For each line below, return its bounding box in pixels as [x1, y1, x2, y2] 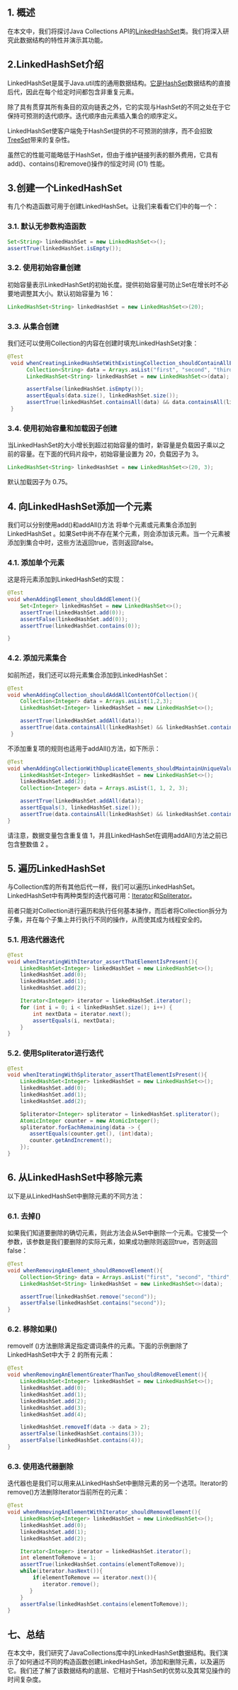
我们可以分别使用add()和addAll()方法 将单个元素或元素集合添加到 [7, 520, 197, 529]
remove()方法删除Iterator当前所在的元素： [7, 1488, 130, 1496]
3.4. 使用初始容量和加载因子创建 [7, 423, 118, 433]
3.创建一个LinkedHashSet [7, 182, 123, 194]
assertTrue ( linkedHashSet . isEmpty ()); [7, 245, 122, 252]
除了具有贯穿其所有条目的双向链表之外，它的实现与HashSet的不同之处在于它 [7, 102, 231, 111]
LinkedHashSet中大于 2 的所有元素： [7, 1350, 115, 1359]
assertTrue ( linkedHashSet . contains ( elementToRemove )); [20, 1561, 186, 1568]
